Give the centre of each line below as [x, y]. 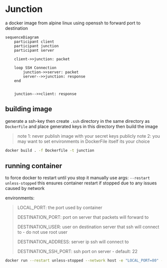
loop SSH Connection [35, 68]
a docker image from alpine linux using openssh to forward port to [73, 23]
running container [34, 166]
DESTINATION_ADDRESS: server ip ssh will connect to [73, 242]
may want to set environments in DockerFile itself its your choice [83, 141]
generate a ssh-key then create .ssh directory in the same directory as [78, 121]
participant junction [36, 46]
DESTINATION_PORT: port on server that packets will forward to [83, 217]
